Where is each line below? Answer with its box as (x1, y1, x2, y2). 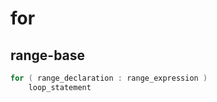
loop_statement (28, 82, 92, 92)
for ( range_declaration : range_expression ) (10, 73, 208, 83)
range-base (10, 47, 86, 64)
